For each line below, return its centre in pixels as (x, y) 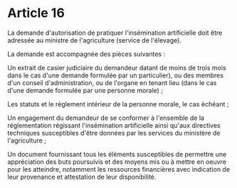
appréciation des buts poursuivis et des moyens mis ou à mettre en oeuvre (117, 162)
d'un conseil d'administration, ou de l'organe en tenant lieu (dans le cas (112, 82)
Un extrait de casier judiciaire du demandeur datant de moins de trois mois (117, 67)
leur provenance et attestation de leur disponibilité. (82, 177)
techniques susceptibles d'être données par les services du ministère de (114, 133)
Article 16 (36, 13)
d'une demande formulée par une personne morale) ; (85, 90)
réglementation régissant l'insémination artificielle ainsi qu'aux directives (114, 125)
